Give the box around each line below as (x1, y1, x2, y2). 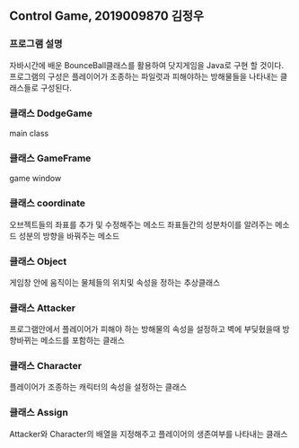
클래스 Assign (9, 407, 69, 419)
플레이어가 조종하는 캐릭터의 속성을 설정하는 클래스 (9, 382, 187, 392)
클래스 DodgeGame (9, 107, 92, 119)
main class (9, 127, 49, 138)
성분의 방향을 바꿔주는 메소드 (18, 230, 120, 241)
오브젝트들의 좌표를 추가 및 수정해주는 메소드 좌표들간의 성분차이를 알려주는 (9, 219, 274, 230)
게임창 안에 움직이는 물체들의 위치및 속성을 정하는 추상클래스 (9, 277, 221, 287)
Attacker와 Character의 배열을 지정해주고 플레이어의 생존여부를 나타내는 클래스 (9, 428, 288, 439)
